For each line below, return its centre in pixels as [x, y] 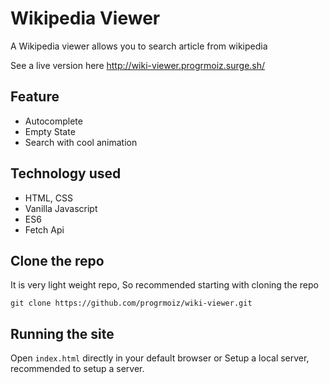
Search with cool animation [81, 142]
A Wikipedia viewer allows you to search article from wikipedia [139, 46]
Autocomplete [53, 121]
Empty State [50, 131]
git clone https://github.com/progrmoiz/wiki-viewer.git [131, 303]
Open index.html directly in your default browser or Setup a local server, [160, 358]
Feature [35, 97]
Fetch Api [44, 229]
